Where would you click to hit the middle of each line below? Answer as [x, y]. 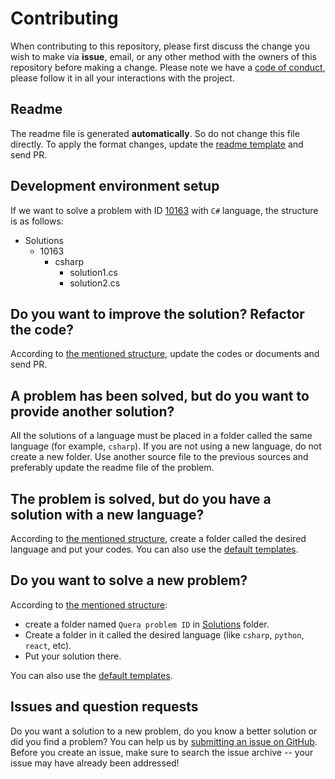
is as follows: [37, 221]
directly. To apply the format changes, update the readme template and [157, 144]
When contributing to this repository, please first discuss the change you [160, 46]
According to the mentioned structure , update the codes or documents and [165, 354]
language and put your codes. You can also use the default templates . [154, 549]
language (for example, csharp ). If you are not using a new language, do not [166, 446]
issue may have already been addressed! [95, 763]
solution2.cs [95, 283]
